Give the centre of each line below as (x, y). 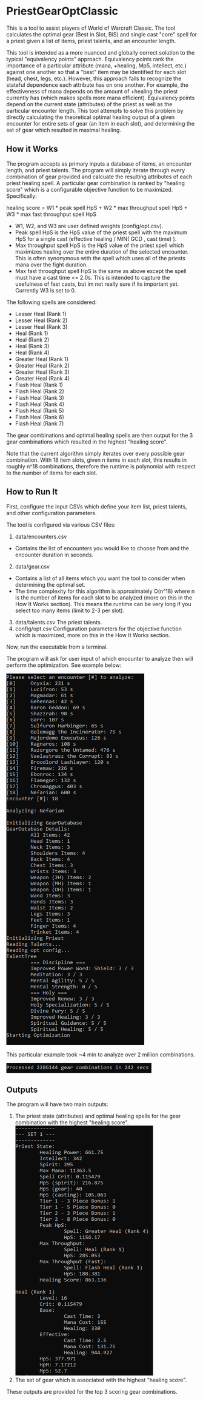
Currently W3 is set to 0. (45, 290)
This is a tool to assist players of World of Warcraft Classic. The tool (91, 28)
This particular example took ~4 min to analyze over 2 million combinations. (101, 1055)
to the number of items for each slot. (52, 473)
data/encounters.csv (41, 536)
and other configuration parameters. (52, 513)
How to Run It (32, 492)
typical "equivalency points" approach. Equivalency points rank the (90, 59)
